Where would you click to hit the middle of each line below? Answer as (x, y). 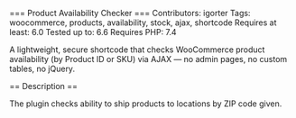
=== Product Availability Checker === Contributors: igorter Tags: (130, 13)
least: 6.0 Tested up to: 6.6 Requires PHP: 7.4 (93, 32)
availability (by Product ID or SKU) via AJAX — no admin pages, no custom (148, 59)
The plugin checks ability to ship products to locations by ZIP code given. (146, 104)
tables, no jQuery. (42, 68)
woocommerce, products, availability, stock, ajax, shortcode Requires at (143, 23)
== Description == (44, 86)
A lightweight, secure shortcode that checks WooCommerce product (137, 50)
